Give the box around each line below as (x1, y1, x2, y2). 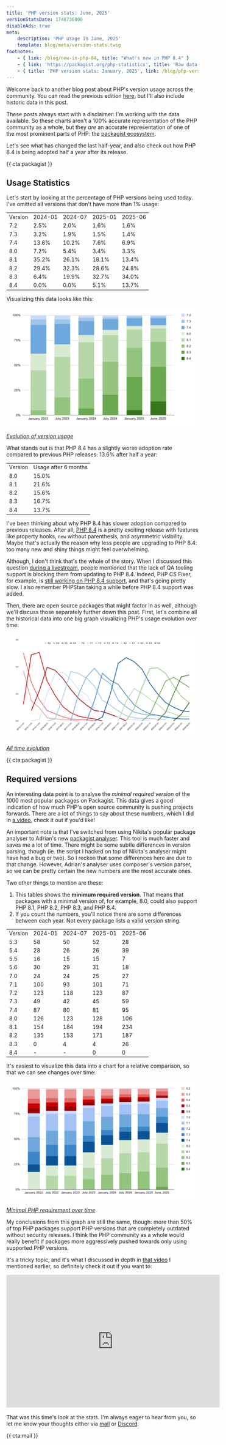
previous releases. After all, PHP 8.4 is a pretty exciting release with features (6, 526, 199, 533)
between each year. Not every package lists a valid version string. (15, 916, 181, 924)
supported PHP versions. (6, 1244, 69, 1252)
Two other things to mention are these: (6, 879, 104, 886)
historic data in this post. (6, 98, 68, 106)
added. (6, 590, 24, 598)
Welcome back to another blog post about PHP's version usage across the (6, 86, 193, 93)
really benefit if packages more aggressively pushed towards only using (6, 1238, 187, 1245)
